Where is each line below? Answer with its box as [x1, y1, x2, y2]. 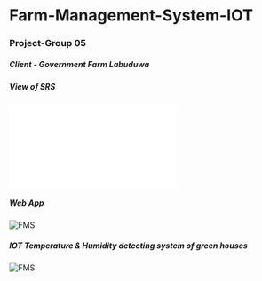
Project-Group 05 [9, 37, 87, 50]
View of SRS [9, 82, 56, 92]
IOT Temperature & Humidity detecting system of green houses [9, 240, 249, 251]
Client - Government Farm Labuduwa [9, 59, 150, 69]
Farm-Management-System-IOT [9, 5, 253, 26]
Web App [9, 198, 44, 208]
